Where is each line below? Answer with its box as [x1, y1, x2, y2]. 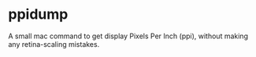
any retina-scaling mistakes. [8, 39, 100, 48]
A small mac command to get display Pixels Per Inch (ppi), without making [8, 31, 248, 41]
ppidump [8, 5, 69, 23]
